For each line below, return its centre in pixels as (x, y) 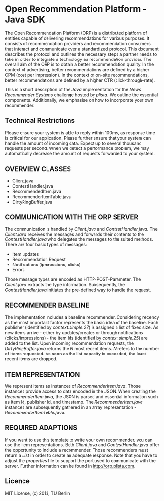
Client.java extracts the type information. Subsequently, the (65, 285)
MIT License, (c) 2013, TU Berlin (37, 493)
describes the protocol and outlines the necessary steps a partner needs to (81, 54)
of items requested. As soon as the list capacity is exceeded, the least (76, 354)
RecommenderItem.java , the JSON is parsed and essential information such (82, 397)
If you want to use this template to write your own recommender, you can (79, 440)
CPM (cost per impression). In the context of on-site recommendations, (77, 75)
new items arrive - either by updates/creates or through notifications (74, 333)
